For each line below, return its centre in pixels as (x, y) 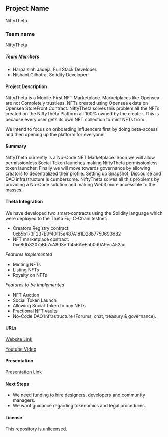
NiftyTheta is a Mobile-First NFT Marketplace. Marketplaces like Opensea (82, 98)
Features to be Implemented (35, 285)
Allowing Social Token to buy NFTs (49, 305)
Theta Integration (24, 202)
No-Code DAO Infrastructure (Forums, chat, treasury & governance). (85, 316)
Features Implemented (29, 254)
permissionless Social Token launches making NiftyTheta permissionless (81, 163)
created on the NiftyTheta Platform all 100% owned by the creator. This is (82, 114)
